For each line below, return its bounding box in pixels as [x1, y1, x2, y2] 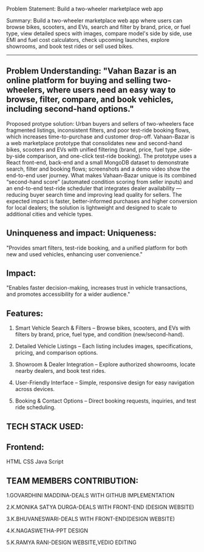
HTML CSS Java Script [6, 458, 64, 465]
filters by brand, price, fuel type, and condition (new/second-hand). [15, 331, 185, 338]
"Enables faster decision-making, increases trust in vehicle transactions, [6, 284, 188, 291]
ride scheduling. [15, 404, 56, 411]
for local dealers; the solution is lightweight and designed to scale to [6, 203, 177, 211]
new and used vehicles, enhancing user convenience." [6, 250, 143, 257]
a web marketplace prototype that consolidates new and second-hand [6, 139, 182, 146]
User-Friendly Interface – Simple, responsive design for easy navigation [15, 379, 195, 386]
